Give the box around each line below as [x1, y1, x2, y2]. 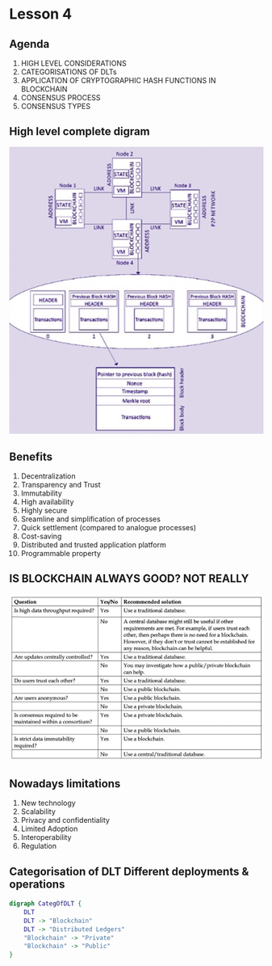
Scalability [20, 807, 56, 816]
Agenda [9, 37, 50, 51]
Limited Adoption [20, 824, 78, 833]
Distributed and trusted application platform [20, 540, 166, 550]
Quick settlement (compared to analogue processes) [20, 523, 197, 533]
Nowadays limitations [9, 777, 121, 791]
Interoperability [20, 833, 72, 842]
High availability [20, 497, 74, 507]
